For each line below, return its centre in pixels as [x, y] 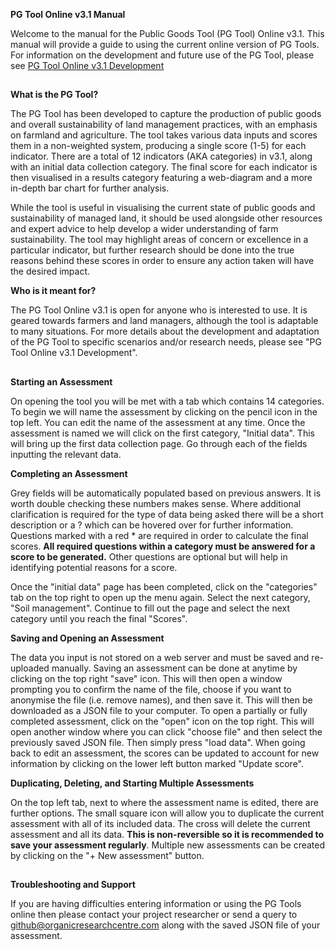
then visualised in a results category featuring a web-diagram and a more [161, 178]
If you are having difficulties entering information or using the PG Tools [156, 904]
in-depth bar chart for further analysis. [90, 188]
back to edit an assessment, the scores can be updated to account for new [165, 753]
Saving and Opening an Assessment [87, 638]
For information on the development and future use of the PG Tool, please [162, 55]
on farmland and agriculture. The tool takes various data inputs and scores [164, 135]
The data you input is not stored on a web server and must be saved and [160, 657]
